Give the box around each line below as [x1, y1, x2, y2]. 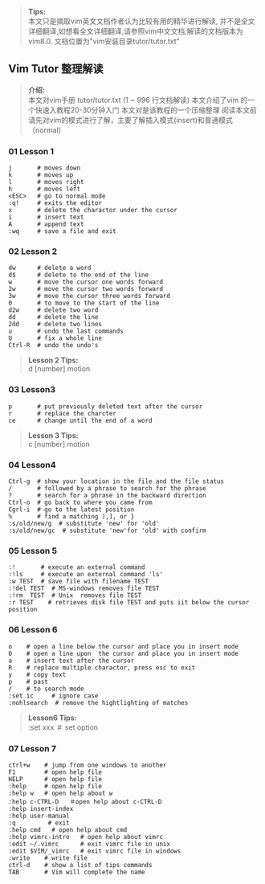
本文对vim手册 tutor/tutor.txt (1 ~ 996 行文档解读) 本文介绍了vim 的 [27, 95, 248, 104]
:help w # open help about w [8, 789, 113, 797]
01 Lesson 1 [8, 145, 55, 157]
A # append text [8, 220, 84, 228]
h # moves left [8, 185, 81, 194]
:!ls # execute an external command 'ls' [8, 571, 163, 579]
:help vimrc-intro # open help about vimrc [8, 833, 163, 841]
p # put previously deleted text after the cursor [8, 402, 203, 411]
